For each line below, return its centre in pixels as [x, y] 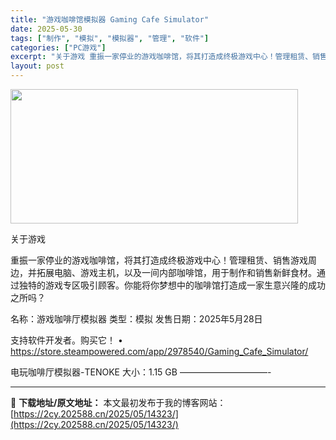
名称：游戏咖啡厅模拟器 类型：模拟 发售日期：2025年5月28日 [136, 319]
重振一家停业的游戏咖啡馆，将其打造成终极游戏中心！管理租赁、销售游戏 [159, 260]
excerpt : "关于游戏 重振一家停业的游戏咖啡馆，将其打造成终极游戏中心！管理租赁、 [161, 57]
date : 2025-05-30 [46, 29]
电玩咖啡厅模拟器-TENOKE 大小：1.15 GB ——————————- [141, 372]
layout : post [37, 66]
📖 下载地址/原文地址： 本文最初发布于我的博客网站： [118, 402]
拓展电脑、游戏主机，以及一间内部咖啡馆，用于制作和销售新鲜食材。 [176, 272]
